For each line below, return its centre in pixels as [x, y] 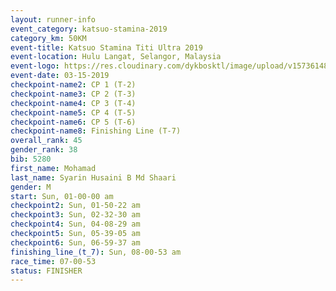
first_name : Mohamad [53, 168]
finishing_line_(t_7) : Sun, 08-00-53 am [96, 252]
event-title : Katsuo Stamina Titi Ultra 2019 [106, 47]
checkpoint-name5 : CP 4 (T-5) [73, 112]
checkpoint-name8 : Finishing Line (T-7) [96, 131]
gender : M [31, 187]
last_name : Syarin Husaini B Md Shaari [93, 177]
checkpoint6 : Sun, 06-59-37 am [75, 242]
